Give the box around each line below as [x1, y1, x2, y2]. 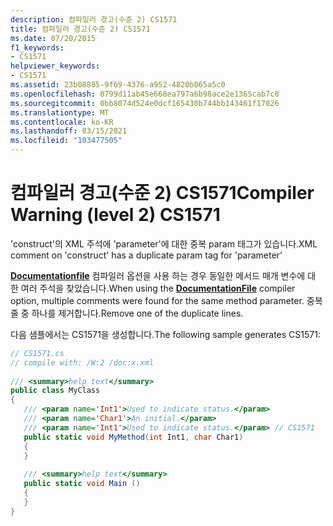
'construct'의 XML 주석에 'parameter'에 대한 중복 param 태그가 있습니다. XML [10, 237, 318, 250]
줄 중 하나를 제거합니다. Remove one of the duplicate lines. [10, 307, 244, 319]
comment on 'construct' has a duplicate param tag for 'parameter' [10, 249, 283, 261]
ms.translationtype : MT [10, 107, 110, 118]
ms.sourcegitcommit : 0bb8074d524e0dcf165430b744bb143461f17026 [10, 98, 280, 108]
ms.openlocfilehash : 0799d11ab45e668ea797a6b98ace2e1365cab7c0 [10, 89, 280, 99]
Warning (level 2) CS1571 [10, 204, 221, 226]
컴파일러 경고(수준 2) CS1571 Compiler [10, 182, 315, 205]
